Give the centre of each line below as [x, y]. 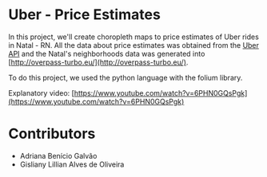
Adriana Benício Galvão [58, 155]
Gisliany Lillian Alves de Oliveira [72, 164]
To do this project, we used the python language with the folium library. [126, 77]
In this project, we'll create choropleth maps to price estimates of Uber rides [134, 37]
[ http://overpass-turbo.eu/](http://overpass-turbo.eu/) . [98, 62]
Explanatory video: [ [41, 92]
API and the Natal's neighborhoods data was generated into [107, 53]
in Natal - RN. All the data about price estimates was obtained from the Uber [134, 45]
